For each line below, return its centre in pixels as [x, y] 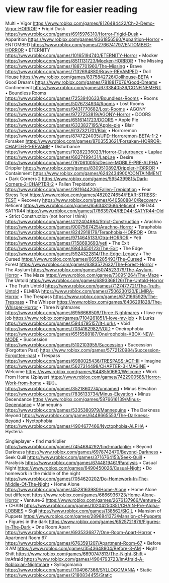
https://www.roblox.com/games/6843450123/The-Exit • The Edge [74, 248]
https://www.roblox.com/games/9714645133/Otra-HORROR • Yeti [73, 238]
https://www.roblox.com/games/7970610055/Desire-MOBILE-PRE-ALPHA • [83, 162]
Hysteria [14, 431]
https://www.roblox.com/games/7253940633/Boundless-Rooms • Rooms [82, 98]
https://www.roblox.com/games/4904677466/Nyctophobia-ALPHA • [76, 426]
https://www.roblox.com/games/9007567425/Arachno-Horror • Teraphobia [83, 227]
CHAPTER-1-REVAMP [28, 146]
